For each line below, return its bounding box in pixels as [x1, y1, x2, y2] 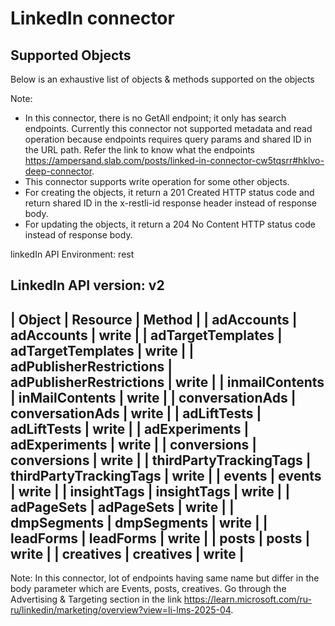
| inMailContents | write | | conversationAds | [10, 389, 297, 406]
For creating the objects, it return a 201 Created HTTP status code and [24, 187, 315, 198]
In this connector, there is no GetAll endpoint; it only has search [24, 112, 287, 124]
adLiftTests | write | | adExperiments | [10, 420, 250, 437]
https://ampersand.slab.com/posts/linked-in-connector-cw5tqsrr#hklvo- [24, 155, 325, 166]
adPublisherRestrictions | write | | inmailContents [10, 373, 325, 391]
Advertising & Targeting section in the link [10, 593, 182, 606]
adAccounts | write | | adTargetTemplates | [10, 327, 283, 344]
